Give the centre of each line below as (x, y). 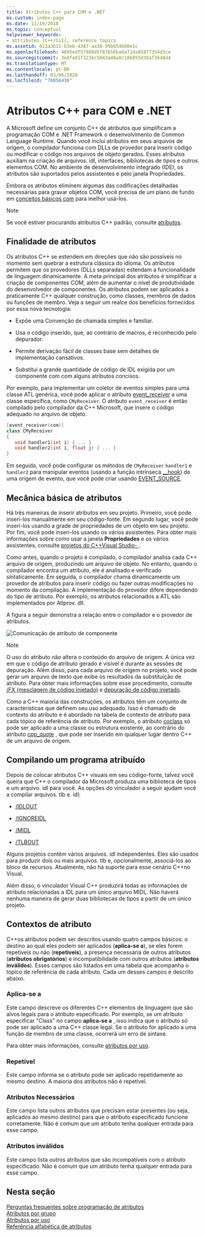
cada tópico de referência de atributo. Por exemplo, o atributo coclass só (99, 721)
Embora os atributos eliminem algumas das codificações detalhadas (92, 186)
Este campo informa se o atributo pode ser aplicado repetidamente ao (95, 1075)
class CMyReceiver (30, 431)
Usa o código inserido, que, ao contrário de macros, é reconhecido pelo (106, 332)
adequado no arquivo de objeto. (47, 414)
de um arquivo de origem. (39, 740)
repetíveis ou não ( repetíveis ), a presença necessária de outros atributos (99, 952)
